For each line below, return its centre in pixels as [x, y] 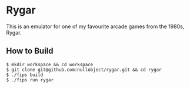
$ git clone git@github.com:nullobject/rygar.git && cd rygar [84, 70]
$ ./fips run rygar [30, 80]
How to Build [30, 51]
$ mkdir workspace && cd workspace [50, 64]
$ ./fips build [25, 75]
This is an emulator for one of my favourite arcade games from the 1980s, [95, 26]
